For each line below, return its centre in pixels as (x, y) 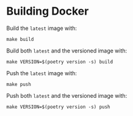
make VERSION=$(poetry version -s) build (60, 62)
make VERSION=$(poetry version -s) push (59, 107)
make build (20, 39)
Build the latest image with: (42, 28)
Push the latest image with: (42, 73)
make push (19, 84)
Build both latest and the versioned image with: (67, 51)
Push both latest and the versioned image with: (67, 95)
